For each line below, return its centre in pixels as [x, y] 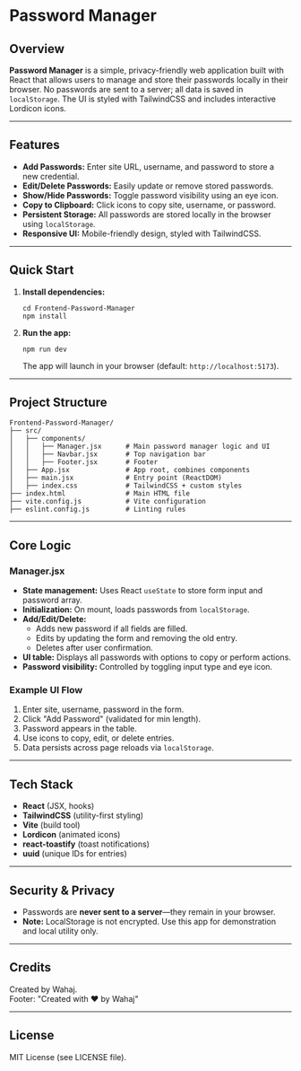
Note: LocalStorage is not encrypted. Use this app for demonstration [149, 922]
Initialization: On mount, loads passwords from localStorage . [136, 610]
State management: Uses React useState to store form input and [142, 591]
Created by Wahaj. [43, 989]
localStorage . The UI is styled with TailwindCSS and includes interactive [142, 99]
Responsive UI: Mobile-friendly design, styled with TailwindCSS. [142, 233]
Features [34, 145]
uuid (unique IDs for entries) [74, 854]
